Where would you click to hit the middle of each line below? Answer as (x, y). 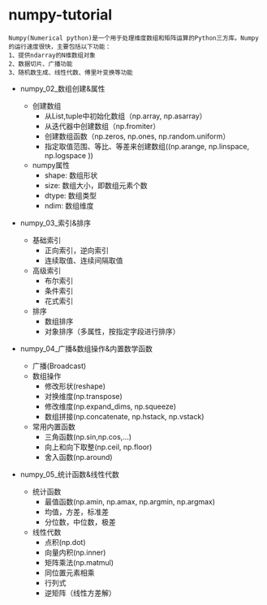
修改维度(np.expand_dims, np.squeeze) (110, 406)
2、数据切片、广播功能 (41, 64)
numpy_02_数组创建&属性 (62, 88)
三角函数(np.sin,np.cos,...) (88, 436)
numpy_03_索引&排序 (56, 223)
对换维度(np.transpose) (84, 396)
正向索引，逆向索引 (77, 250)
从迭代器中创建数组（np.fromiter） (102, 126)
